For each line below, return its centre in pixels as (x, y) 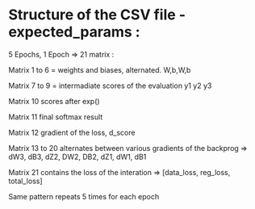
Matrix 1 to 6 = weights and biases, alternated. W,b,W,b (100, 69)
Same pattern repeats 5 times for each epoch (84, 196)
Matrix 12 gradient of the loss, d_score (72, 132)
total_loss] (25, 181)
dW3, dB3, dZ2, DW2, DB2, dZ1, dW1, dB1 (77, 157)
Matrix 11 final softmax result (56, 117)
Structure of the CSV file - (97, 15)
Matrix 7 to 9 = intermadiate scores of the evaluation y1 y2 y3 (110, 86)
